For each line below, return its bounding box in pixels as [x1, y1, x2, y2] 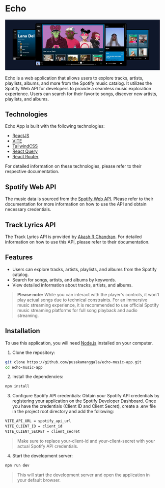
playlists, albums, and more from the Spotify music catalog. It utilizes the [5, 80, 152, 86]
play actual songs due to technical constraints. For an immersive [17, 297, 148, 303]
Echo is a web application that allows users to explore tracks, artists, [5, 75, 144, 81]
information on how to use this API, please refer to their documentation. [5, 239, 150, 245]
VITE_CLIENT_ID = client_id [5, 424, 63, 429]
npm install [5, 384, 29, 389]
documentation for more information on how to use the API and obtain [5, 201, 147, 207]
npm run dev [5, 463, 29, 468]
